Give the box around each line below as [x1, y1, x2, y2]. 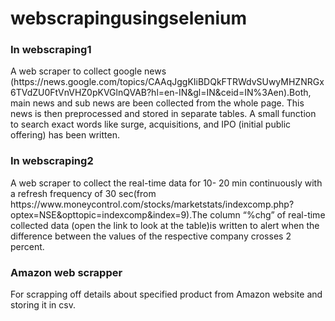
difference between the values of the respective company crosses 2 [10, 230, 292, 242]
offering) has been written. [10, 129, 120, 141]
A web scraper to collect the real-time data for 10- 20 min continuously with [10, 177, 323, 189]
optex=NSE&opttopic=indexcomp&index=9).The [10, 208, 208, 221]
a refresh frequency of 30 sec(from [10, 187, 157, 199]
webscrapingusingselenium [10, 7, 247, 30]
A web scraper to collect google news [10, 65, 167, 77]
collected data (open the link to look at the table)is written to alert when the [10, 219, 320, 231]
